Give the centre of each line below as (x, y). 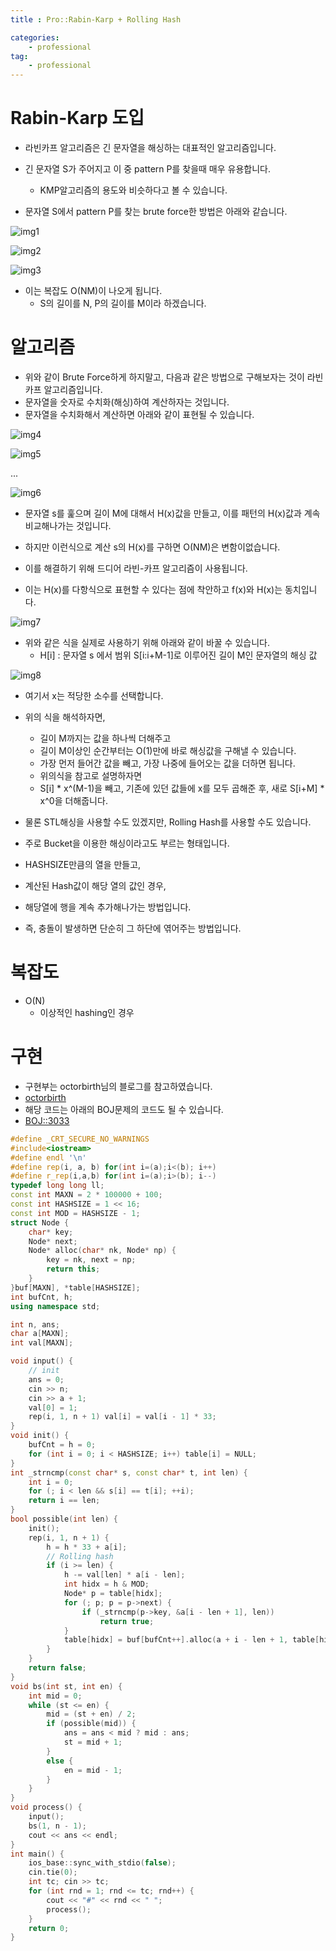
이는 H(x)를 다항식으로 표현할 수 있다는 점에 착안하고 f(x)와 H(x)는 (153, 589)
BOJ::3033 (47, 1120)
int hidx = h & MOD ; (106, 1584)
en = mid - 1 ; (93, 1770)
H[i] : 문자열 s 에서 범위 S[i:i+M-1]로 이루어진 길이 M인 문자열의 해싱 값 (178, 655)
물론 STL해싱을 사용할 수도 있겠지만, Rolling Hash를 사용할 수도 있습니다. (168, 822)
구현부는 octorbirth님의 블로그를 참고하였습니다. (118, 1086)
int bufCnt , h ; (42, 1297)
